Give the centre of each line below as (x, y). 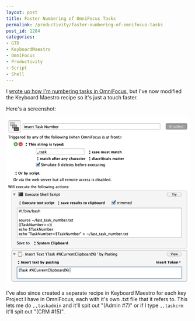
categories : (20, 37)
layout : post (22, 12)
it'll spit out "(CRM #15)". (36, 312)
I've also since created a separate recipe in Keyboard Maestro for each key (96, 293)
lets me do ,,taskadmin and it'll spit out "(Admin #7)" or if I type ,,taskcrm (95, 306)
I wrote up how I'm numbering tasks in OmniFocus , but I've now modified (94, 91)
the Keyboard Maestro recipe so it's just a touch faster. (72, 98)
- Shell (15, 74)
